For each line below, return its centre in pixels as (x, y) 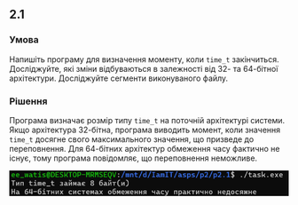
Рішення (28, 101)
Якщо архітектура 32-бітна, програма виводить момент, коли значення (145, 130)
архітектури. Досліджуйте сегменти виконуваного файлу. (119, 78)
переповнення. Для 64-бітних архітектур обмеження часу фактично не (145, 148)
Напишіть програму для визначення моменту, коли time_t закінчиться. (144, 59)
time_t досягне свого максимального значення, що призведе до (132, 139)
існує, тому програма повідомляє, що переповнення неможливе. (133, 158)
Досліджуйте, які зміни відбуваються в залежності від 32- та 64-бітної (144, 68)
